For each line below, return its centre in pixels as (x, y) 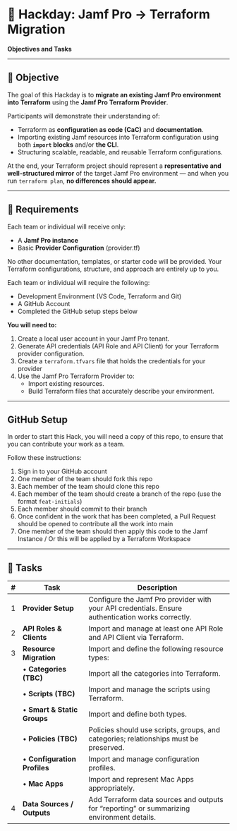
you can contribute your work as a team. (66, 444)
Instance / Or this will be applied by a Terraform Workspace (104, 539)
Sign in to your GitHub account (62, 471)
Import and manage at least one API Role (156, 629)
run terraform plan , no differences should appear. (82, 181)
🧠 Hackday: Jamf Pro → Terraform (109, 14)
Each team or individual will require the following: (79, 282)
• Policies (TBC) (50, 739)
